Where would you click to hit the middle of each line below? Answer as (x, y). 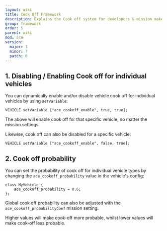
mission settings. (22, 125)
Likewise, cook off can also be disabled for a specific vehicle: (68, 134)
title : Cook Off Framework (33, 14)
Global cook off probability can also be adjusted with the (63, 203)
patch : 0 (19, 56)
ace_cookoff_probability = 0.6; (47, 189)
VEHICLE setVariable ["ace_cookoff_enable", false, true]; (68, 144)
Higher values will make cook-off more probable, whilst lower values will (79, 218)
